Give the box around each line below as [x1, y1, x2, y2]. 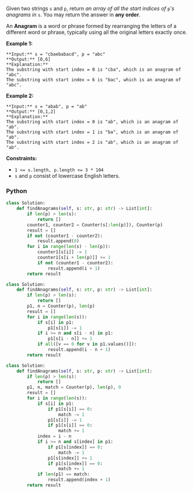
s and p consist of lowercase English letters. [14, 173, 121, 179]
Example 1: [6, 40, 33, 47]
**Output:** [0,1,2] [6, 109, 57, 115]
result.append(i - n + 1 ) [47, 347, 111, 353]
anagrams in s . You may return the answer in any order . [6, 11, 141, 18]
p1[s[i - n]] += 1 [47, 336, 93, 342]
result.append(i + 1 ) [47, 266, 100, 271]
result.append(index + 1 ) [47, 477, 111, 483]
